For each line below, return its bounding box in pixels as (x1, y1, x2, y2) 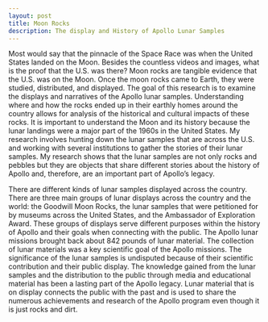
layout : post (8, 11, 52, 20)
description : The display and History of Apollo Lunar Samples (8, 27, 225, 35)
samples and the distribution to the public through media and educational (8, 270, 251, 280)
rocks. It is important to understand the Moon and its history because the (8, 118, 251, 128)
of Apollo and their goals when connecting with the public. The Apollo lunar (8, 228, 259, 237)
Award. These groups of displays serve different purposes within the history (8, 219, 261, 228)
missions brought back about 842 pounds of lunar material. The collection (8, 236, 254, 246)
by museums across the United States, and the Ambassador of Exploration (8, 211, 256, 220)
